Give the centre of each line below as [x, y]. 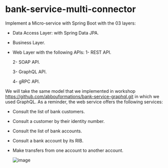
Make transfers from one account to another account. [68, 150]
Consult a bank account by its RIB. [48, 140]
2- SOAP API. [26, 62]
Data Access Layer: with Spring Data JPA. [56, 33]
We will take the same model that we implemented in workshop [70, 91]
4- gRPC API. [26, 81]
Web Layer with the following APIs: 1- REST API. [62, 52]
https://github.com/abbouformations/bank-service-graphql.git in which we [82, 96]
